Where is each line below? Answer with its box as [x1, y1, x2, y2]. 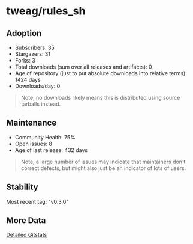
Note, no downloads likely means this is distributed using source [20, 94, 180, 101]
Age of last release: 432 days [14, 146, 88, 154]
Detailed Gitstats [6, 231, 47, 239]
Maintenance [6, 118, 57, 128]
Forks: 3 [14, 57, 36, 64]
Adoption [6, 28, 42, 38]
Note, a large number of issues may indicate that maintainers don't [20, 158, 186, 165]
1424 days [14, 76, 41, 83]
